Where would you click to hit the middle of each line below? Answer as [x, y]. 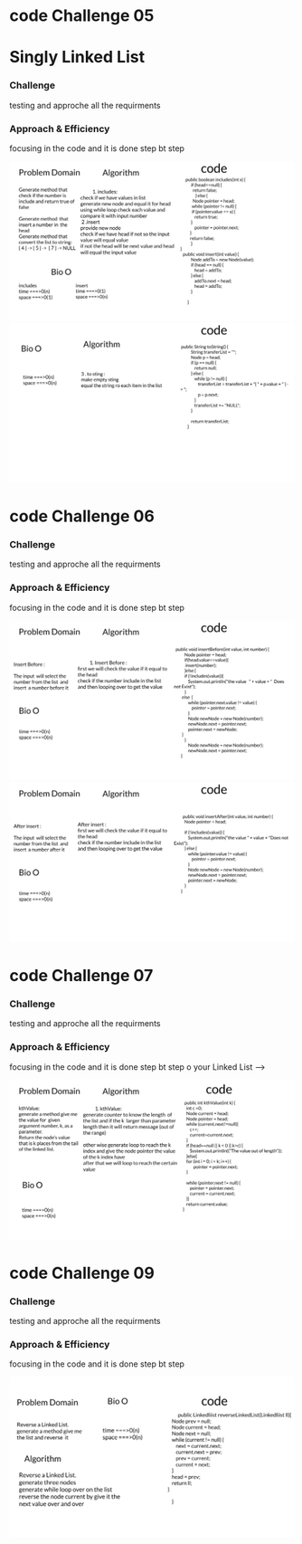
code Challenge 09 [82, 1273]
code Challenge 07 [81, 975]
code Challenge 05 [82, 16]
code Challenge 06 [82, 516]
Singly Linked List [77, 57]
